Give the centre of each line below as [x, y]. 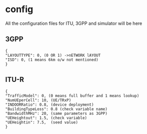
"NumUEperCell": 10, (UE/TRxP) [38, 100]
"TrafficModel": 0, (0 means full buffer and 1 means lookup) [72, 96]
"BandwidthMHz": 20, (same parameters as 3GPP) [57, 113]
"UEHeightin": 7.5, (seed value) [42, 122]
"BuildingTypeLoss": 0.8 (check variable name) [57, 109]
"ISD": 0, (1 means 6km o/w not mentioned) [52, 60]
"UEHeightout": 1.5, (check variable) [46, 118]
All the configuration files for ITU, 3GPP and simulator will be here [74, 23]
